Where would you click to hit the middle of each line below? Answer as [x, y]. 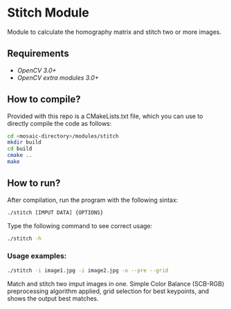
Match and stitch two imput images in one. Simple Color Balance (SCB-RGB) [116, 283]
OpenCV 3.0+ [37, 70]
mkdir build [24, 142]
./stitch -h [24, 238]
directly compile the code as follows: [59, 123]
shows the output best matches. [53, 298]
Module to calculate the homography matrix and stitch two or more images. [114, 32]
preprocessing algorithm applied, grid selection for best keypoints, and [108, 291]
